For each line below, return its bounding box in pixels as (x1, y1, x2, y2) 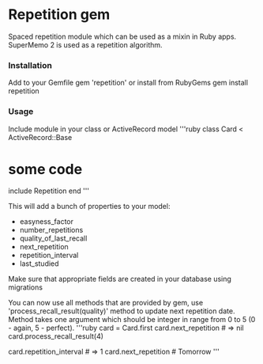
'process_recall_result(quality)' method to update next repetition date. (8, 306, 235, 316)
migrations (8, 282, 43, 292)
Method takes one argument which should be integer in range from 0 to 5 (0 (8, 315, 256, 324)
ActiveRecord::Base (8, 132, 73, 142)
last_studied (19, 259, 59, 268)
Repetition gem (8, 6, 111, 24)
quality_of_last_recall (19, 233, 88, 243)
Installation (8, 59, 53, 70)
